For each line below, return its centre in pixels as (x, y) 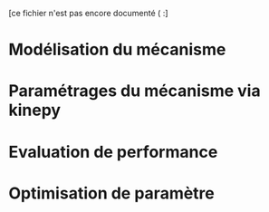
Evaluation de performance (113, 152)
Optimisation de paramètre (111, 193)
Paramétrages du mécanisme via (134, 91)
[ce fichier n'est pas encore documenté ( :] (88, 13)
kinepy (34, 110)
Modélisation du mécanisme (117, 50)
